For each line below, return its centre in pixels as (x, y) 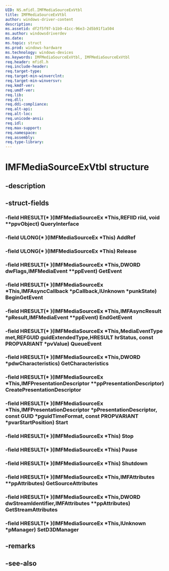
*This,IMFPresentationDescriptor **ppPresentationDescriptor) (85, 384)
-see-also (21, 563)
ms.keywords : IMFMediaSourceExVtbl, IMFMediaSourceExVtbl (68, 57)
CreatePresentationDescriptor (43, 390)
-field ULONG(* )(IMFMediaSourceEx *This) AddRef (70, 238)
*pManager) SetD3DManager (42, 529)
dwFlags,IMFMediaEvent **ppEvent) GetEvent (64, 271)
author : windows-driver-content (39, 19)
